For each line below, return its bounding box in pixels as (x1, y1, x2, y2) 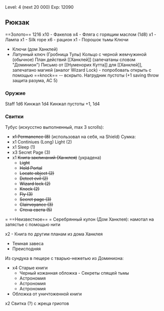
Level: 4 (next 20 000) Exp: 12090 (5, 4, 74, 10)
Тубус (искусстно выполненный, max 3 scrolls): (5, 124, 104, 130)
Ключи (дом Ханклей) (12, 46, 58, 52)
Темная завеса (12, 241, 44, 247)
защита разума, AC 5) (12, 77, 58, 83)
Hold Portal (19, 165, 43, 171)
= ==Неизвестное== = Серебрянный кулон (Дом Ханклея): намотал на (5, 216, 154, 223)
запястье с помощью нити (5, 222, 60, 227)
